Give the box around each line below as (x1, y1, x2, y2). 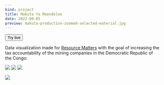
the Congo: (5, 55, 28, 61)
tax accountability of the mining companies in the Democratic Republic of (5, 50, 153, 56)
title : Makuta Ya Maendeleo (5, 12, 63, 17)
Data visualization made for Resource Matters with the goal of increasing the (5, 45, 160, 51)
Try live (7, 35, 21, 41)
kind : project (5, 7, 34, 12)
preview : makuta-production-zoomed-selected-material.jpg (5, 21, 126, 26)
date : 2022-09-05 (5, 16, 41, 21)
